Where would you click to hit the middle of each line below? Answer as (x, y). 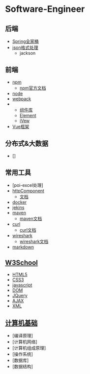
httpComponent (28, 191)
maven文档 (31, 219)
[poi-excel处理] (28, 185)
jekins (18, 208)
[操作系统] (23, 354)
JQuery (20, 295)
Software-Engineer (45, 9)
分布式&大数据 (27, 144)
